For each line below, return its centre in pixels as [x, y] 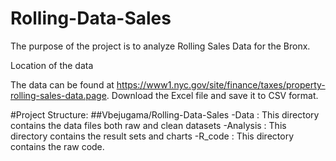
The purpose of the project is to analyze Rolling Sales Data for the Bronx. [160, 46]
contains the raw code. [57, 146]
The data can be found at [62, 84]
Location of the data [52, 65]
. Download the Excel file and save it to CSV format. [212, 95]
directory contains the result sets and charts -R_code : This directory [152, 136]
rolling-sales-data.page [58, 95]
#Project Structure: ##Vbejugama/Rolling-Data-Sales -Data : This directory [165, 114]
